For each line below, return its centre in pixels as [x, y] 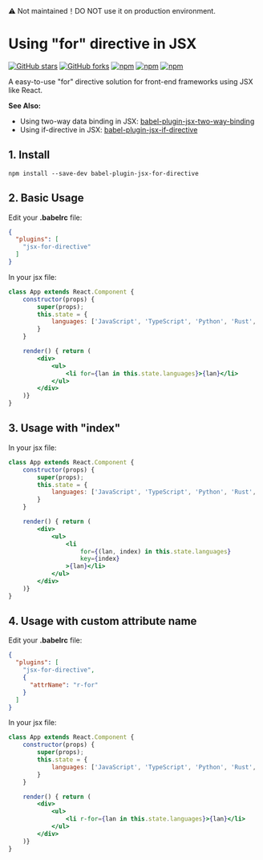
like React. [25, 90]
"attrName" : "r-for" [64, 685]
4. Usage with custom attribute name [103, 621]
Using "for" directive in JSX [103, 44]
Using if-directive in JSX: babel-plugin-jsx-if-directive [109, 129]
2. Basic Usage [46, 198]
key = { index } [100, 559]
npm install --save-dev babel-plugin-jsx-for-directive [103, 173]
